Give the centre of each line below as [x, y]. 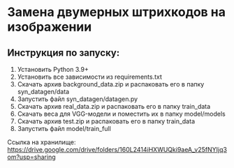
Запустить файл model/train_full [64, 129]
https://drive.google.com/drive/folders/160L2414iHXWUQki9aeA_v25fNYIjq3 [117, 150]
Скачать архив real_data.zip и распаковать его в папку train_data [114, 106]
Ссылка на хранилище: [42, 142]
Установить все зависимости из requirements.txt [90, 77]
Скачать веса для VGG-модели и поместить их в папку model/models [121, 114]
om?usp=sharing [31, 157]
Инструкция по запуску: [64, 53]
